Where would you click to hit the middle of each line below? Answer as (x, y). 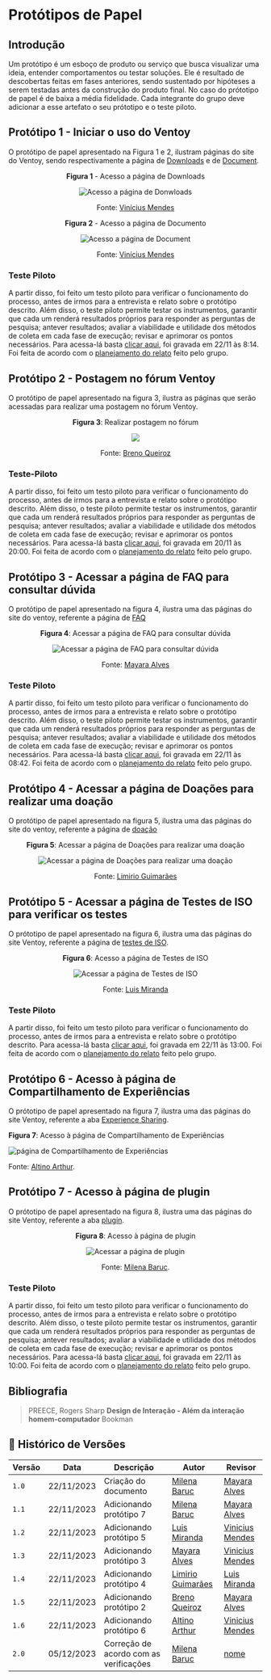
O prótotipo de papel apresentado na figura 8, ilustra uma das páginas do (130, 1211)
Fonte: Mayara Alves (135, 665)
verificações (127, 1664)
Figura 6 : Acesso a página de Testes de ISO (135, 958)
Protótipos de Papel (75, 15)
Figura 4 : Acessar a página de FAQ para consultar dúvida (135, 634)
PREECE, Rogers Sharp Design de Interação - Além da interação (136, 1410)
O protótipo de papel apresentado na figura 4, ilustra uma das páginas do (130, 609)
